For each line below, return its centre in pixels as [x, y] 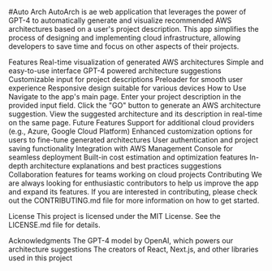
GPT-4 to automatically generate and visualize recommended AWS [120, 20]
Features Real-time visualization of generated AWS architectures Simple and [136, 62]
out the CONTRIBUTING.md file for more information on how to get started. [134, 200]
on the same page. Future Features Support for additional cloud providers [132, 122]
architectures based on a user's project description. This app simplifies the [134, 29]
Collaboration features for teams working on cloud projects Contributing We [135, 175]
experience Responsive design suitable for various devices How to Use [127, 88]
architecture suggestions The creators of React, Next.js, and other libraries [134, 249]
